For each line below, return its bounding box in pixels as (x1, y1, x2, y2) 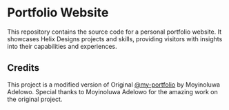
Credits (7, 62, 40, 74)
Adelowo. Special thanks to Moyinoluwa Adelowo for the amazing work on (7, 87, 219, 96)
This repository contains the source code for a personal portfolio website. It (7, 27, 222, 36)
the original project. (7, 95, 63, 103)
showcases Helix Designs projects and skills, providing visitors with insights (7, 34, 223, 43)
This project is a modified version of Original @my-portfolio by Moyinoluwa (7, 80, 221, 89)
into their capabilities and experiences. (7, 42, 117, 50)
